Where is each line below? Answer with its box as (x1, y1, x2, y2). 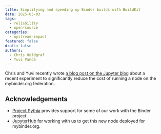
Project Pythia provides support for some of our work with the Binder (12, 108, 151, 114)
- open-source (9, 25, 38, 30)
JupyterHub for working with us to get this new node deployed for (12, 118, 145, 124)
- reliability (9, 20, 38, 26)
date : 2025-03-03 (5, 12, 40, 17)
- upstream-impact (9, 35, 47, 39)
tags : (5, 16, 16, 21)
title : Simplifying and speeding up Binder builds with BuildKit (5, 7, 141, 12)
